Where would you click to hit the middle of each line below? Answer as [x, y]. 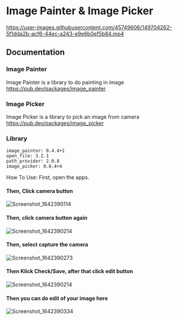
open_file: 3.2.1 [28, 156]
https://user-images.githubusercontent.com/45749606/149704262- [89, 27]
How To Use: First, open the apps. [48, 178]
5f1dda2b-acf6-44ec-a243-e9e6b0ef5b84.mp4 [65, 33]
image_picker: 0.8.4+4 [34, 167]
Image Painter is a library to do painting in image [65, 82]
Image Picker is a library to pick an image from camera [73, 116]
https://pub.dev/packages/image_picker [55, 123]
